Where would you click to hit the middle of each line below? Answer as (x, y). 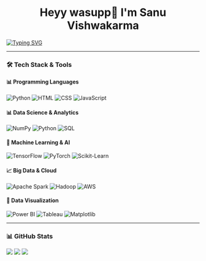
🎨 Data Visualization (33, 201)
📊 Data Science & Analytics (43, 112)
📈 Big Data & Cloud (32, 171)
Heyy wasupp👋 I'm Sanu (103, 13)
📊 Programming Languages (43, 82)
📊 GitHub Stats (30, 236)
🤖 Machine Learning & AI (38, 142)
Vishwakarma (103, 25)
